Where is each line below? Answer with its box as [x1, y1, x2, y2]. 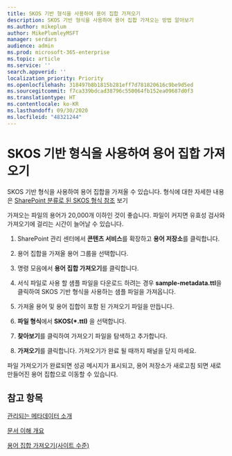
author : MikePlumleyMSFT [7, 29, 79, 37]
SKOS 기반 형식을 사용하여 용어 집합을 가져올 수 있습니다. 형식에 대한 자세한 [7, 187, 212, 195]
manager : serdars [7, 36, 57, 43]
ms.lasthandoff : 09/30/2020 [7, 107, 89, 114]
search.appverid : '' [7, 68, 67, 75]
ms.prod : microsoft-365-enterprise [7, 49, 110, 56]
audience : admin [7, 42, 54, 49]
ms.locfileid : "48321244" [7, 113, 82, 120]
